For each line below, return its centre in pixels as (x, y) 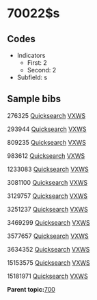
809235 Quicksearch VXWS (47, 142)
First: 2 (37, 63)
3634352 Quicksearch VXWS (48, 249)
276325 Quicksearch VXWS (46, 115)
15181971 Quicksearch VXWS (47, 276)
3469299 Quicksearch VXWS (48, 222)
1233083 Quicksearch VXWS (48, 169)
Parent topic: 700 (31, 289)
